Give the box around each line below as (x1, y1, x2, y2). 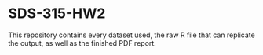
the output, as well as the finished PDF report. (8, 38, 157, 47)
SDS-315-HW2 (8, 5, 106, 22)
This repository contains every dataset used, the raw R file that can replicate (8, 30, 255, 40)
